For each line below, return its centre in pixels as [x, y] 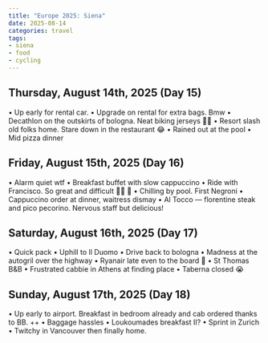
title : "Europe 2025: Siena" [57, 16]
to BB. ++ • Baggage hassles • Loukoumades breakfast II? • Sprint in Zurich [134, 322]
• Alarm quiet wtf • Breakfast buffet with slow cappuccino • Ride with [123, 182]
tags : [17, 38]
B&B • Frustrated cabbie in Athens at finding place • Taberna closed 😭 [126, 269]
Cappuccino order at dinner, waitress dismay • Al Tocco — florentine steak [132, 199]
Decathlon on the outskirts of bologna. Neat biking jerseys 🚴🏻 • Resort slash [134, 120]
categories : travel [41, 30]
